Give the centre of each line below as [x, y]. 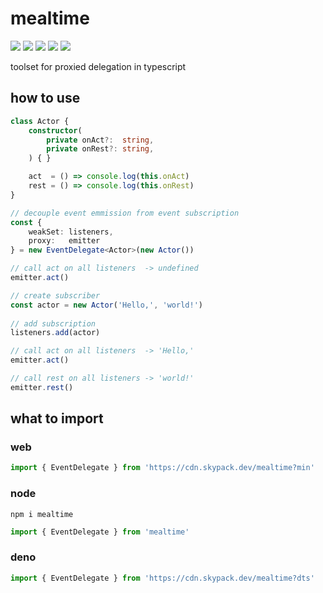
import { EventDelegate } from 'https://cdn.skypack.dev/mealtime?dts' [162, 578]
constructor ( [55, 130]
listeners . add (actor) [55, 333]
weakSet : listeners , [71, 232]
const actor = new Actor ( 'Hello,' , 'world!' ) [106, 305]
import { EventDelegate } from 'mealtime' [100, 532]
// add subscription [53, 323]
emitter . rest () [42, 387]
